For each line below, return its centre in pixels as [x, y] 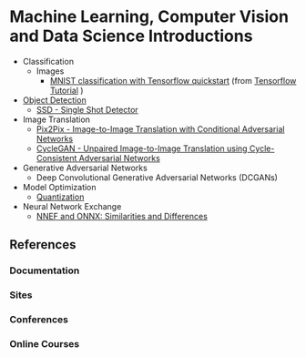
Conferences [39, 320]
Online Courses [45, 344]
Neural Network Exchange [72, 206]
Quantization [60, 197]
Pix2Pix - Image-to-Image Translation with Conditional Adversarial [160, 128]
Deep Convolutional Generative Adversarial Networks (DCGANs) [157, 177]
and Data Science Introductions [131, 36]
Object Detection [54, 100]
